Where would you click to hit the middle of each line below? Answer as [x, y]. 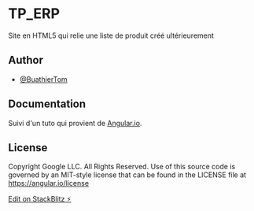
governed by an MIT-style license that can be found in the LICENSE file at [127, 175]
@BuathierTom [44, 79]
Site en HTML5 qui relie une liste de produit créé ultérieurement [111, 35]
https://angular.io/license [48, 183]
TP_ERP [34, 14]
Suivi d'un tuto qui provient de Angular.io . [75, 123]
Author [26, 60]
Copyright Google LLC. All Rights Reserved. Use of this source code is [122, 167]
